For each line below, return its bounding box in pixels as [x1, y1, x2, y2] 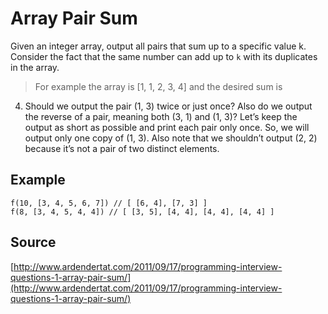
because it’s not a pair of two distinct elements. [24, 142, 220, 154]
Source [10, 234, 57, 251]
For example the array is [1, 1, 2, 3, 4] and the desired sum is [34, 80, 283, 92]
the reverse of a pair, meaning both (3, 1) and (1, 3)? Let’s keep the [24, 110, 298, 122]
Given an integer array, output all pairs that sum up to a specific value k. [10, 40, 307, 52]
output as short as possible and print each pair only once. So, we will [24, 121, 310, 133]
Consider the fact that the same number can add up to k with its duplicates [10, 50, 318, 62]
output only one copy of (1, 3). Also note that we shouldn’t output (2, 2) [24, 132, 318, 144]
